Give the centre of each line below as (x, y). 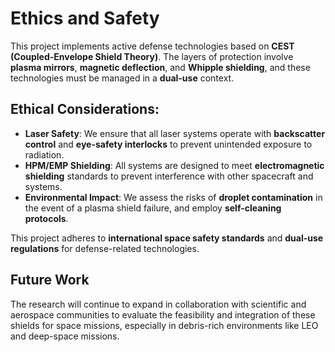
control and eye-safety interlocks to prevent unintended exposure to (168, 144)
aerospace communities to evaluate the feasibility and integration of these (163, 314)
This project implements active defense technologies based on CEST (152, 46)
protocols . (46, 218)
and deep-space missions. (65, 336)
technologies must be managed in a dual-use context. (122, 78)
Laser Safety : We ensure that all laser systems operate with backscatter (175, 133)
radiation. (44, 154)
